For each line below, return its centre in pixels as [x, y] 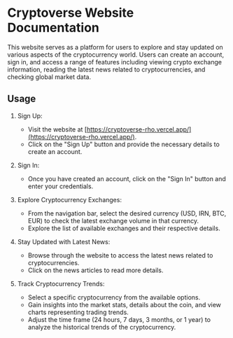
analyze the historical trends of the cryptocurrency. [102, 327]
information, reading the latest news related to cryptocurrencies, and [106, 69]
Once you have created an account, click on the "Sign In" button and [127, 178]
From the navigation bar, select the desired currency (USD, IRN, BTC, [127, 213]
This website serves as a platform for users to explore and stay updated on [115, 47]
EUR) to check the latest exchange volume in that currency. [113, 220]
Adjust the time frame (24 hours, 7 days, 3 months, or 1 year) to [119, 319]
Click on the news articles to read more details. [96, 270]
